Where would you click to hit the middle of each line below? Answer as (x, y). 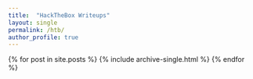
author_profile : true (43, 37)
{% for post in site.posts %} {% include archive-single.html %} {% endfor (127, 59)
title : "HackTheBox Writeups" (59, 15)
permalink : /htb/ (36, 30)
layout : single (33, 23)
